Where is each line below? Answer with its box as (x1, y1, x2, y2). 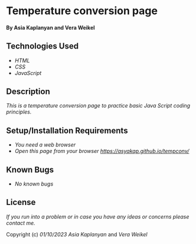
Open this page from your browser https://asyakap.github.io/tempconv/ (14, 148, 190, 155)
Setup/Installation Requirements (6, 125, 128, 135)
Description (6, 86, 50, 96)
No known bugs (14, 180, 54, 187)
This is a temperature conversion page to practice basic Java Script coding (6, 102, 191, 109)
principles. (6, 108, 32, 116)
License (6, 197, 36, 207)
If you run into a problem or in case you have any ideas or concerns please (6, 213, 190, 220)
